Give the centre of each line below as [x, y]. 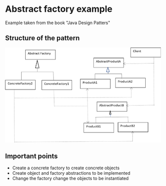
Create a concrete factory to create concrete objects [66, 168]
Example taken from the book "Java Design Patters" [58, 23]
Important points [32, 156]
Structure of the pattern [42, 38]
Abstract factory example [59, 9]
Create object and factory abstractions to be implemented [71, 173]
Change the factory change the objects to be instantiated [70, 179]
